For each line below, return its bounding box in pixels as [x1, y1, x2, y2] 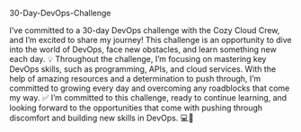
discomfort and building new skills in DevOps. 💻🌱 [9, 112, 195, 123]
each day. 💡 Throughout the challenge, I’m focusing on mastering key [9, 54, 267, 64]
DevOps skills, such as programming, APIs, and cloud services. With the [9, 64, 277, 75]
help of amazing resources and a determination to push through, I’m [9, 74, 261, 84]
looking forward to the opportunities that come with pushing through [9, 102, 263, 113]
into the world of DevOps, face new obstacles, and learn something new [9, 44, 277, 55]
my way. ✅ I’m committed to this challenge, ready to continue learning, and [9, 92, 288, 102]
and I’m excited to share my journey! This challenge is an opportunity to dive [9, 35, 292, 45]
